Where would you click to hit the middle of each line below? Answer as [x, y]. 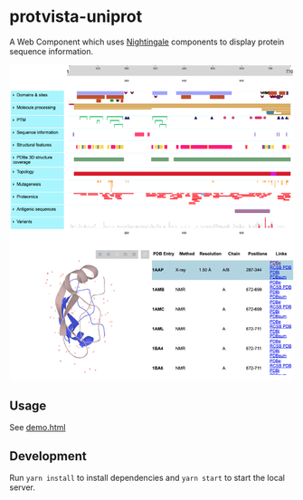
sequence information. [52, 51]
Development [48, 456]
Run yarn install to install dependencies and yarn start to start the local [147, 478]
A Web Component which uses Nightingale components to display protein [147, 42]
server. [23, 487]
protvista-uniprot [76, 17]
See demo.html [38, 428]
